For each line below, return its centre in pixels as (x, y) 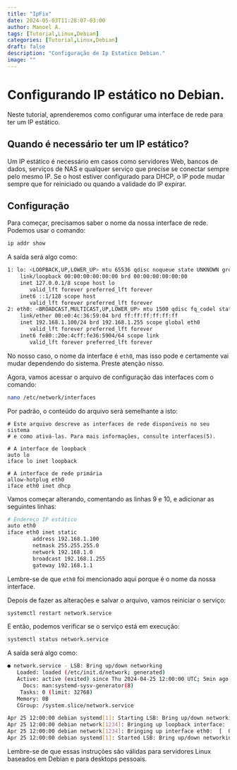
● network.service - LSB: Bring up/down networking (85, 666)
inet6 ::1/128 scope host (58, 296)
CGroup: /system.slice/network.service (75, 705)
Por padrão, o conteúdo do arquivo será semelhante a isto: (93, 411)
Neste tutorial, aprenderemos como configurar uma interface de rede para (115, 115)
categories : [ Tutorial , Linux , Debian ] (63, 40)
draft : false (26, 47)
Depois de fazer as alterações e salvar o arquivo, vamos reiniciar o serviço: (117, 600)
